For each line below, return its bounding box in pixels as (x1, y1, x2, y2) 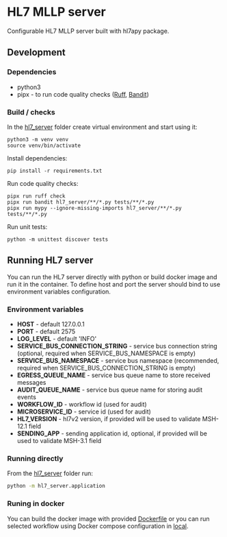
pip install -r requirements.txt (7, 167, 103, 174)
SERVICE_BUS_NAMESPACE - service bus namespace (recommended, (16, 357, 219, 365)
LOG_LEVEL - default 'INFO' (16, 335, 97, 343)
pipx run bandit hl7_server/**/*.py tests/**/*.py (7, 198, 155, 206)
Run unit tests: (7, 222, 48, 230)
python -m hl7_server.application (7, 483, 106, 490)
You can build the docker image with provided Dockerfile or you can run (7, 514, 210, 523)
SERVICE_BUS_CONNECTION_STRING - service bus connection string (16, 342, 217, 350)
